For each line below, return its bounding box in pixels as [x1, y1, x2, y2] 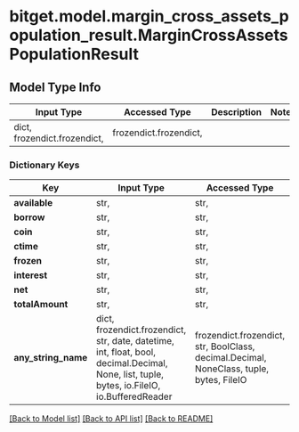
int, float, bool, [96, 346, 156, 358]
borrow [13, 211, 45, 224]
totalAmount [13, 298, 69, 311]
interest [13, 269, 48, 281]
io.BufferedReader [96, 390, 173, 403]
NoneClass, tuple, [194, 363, 270, 375]
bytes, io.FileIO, [96, 379, 161, 392]
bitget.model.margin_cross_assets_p [9, 6, 289, 27]
